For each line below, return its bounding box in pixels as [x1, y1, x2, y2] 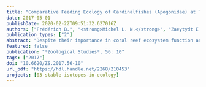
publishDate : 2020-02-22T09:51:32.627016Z [6, 20, 116, 26]
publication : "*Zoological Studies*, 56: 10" [6, 49, 124, 55]
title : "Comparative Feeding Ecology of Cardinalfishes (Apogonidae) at [6, 9, 196, 15]
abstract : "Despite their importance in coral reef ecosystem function [6, 37, 193, 43]
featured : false [6, 43, 48, 50]
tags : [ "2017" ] [6, 55, 45, 61]
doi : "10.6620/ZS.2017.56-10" [6, 60, 84, 66]
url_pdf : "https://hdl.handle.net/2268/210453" [6, 66, 131, 72]
